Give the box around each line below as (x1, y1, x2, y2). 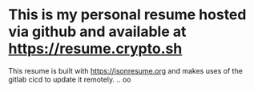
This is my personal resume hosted (8, 6, 247, 24)
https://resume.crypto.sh (8, 40, 183, 58)
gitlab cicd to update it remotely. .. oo (8, 74, 131, 84)
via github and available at (8, 22, 187, 41)
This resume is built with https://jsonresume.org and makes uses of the (8, 66, 243, 75)
